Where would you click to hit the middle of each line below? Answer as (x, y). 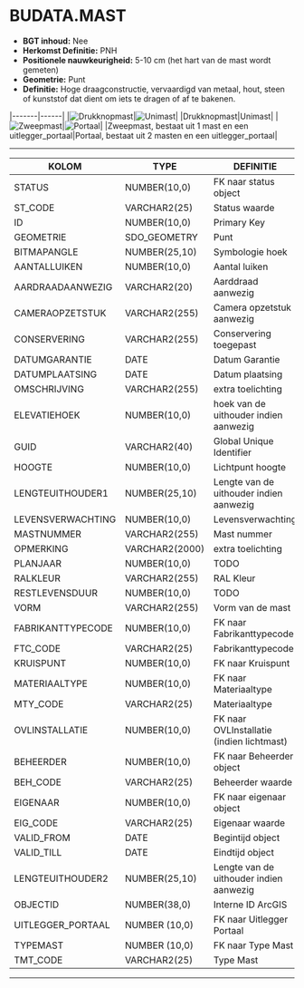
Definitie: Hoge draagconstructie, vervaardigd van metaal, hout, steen (153, 89)
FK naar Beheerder (253, 756)
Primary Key (239, 222)
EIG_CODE (36, 823)
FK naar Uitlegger (251, 919)
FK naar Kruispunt (252, 663)
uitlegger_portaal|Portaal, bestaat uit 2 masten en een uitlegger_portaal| (143, 135)
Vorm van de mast (252, 607)
